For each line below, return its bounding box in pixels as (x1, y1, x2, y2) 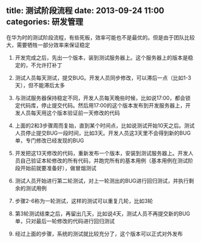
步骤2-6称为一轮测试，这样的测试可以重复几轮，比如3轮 (14, 197, 154, 204)
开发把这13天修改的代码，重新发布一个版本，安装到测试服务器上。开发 (14, 149, 188, 156)
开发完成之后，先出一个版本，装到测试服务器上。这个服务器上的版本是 (14, 54, 188, 61)
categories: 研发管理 (6, 17, 84, 27)
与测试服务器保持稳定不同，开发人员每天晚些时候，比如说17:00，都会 (14, 94, 185, 101)
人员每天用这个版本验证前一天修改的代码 (20, 109, 120, 116)
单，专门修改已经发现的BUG (14, 137, 84, 144)
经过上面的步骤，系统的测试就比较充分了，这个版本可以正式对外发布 (14, 230, 183, 237)
